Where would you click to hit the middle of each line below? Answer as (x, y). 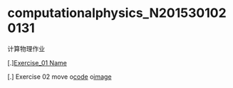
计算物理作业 (26, 48)
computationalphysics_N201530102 (117, 13)
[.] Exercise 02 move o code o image (59, 77)
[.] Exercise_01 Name (37, 62)
